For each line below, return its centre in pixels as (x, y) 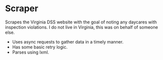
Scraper (22, 9)
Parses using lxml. (31, 52)
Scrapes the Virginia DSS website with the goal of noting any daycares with (81, 22)
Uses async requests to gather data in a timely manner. (68, 41)
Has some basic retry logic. (40, 47)
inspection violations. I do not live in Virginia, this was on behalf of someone (81, 27)
